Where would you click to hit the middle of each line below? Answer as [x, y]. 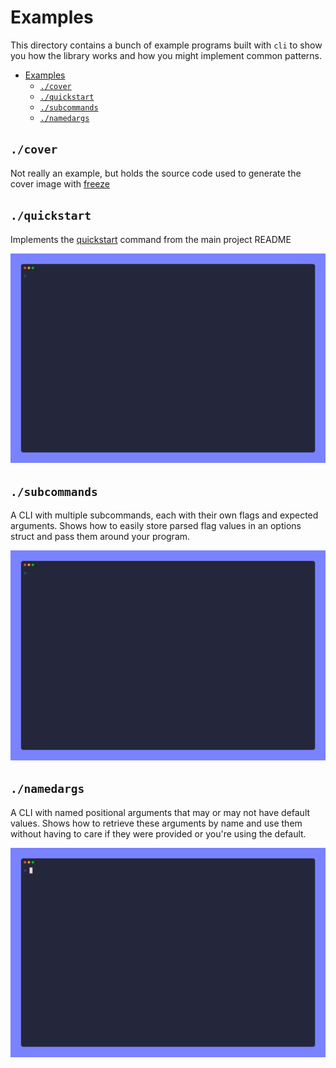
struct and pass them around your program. [100, 537]
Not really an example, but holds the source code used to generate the [156, 173]
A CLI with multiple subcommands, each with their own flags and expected [164, 515]
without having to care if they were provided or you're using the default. [158, 833]
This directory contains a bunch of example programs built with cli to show [166, 45]
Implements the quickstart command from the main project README [151, 239]
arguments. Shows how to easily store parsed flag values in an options [156, 526]
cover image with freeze [60, 183]
